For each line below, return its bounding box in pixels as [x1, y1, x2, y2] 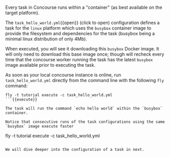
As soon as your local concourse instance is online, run [5, 72, 121, 78]
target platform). [5, 10, 40, 16]
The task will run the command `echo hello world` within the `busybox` [5, 106, 163, 111]
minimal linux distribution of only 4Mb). [5, 36, 88, 42]
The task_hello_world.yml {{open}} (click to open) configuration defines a [5, 20, 160, 25]
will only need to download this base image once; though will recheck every [5, 51, 164, 57]
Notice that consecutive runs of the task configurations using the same [5, 119, 165, 124]
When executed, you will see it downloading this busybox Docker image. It [5, 46, 159, 51]
